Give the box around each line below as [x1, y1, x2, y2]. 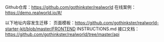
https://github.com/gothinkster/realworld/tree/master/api [5, 31, 120, 37]
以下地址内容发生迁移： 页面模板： [5, 20, 75, 25]
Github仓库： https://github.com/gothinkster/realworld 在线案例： [5, 4, 136, 10]
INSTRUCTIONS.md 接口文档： [76, 26, 140, 32]
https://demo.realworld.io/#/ [5, 10, 62, 16]
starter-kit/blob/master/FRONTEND [5, 26, 76, 32]
